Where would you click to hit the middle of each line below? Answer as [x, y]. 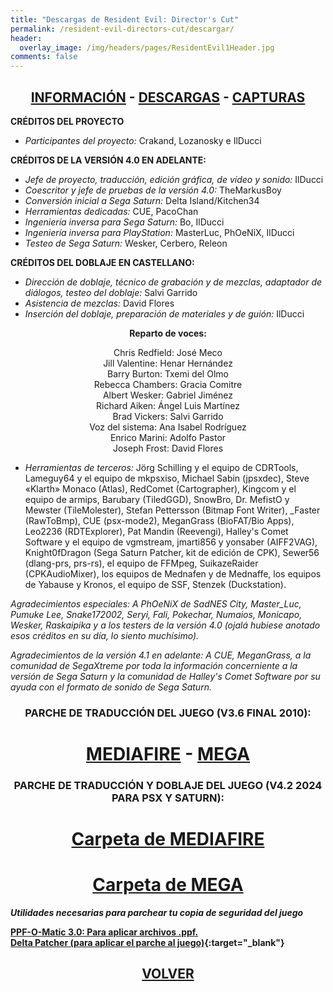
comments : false [44, 57]
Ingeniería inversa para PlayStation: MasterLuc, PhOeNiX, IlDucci [159, 232]
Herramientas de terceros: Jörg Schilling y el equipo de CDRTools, [161, 467]
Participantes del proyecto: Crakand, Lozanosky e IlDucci [143, 140]
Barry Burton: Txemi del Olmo [168, 373]
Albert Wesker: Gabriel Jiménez [168, 395]
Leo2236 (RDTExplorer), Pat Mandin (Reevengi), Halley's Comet [156, 531]
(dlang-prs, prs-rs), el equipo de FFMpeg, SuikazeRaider [141, 563]
